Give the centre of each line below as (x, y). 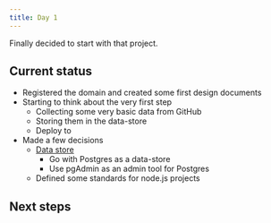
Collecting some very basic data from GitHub (119, 112)
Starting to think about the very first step (97, 102)
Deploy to (53, 131)
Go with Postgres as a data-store (110, 159)
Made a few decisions (63, 141)
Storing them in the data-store (91, 121)
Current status (51, 71)
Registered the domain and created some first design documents (142, 93)
